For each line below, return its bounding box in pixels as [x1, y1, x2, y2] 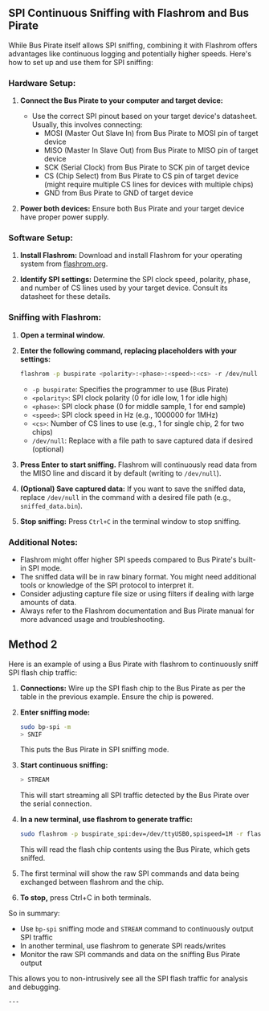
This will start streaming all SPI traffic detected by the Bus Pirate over [19, 791, 250, 800]
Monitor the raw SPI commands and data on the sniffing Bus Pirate [19, 950, 241, 960]
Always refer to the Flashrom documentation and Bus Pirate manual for [19, 606, 255, 616]
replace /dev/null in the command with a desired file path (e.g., [19, 492, 231, 501]
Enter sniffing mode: [19, 707, 91, 717]
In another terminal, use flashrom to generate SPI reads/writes [19, 941, 226, 951]
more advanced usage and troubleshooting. [19, 614, 165, 624]
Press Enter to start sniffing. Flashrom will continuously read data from [19, 460, 257, 469]
